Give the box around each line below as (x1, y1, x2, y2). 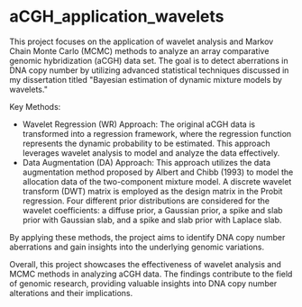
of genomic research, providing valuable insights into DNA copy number (9, 277, 278, 289)
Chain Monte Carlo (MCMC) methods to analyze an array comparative (9, 45, 270, 56)
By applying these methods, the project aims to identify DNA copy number (9, 231, 286, 242)
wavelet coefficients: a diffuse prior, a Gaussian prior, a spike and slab (22, 204, 283, 215)
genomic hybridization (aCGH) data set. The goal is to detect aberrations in (9, 55, 288, 66)
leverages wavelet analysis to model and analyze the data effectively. (22, 147, 280, 158)
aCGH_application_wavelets (9, 6, 224, 27)
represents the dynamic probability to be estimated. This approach (22, 138, 270, 149)
